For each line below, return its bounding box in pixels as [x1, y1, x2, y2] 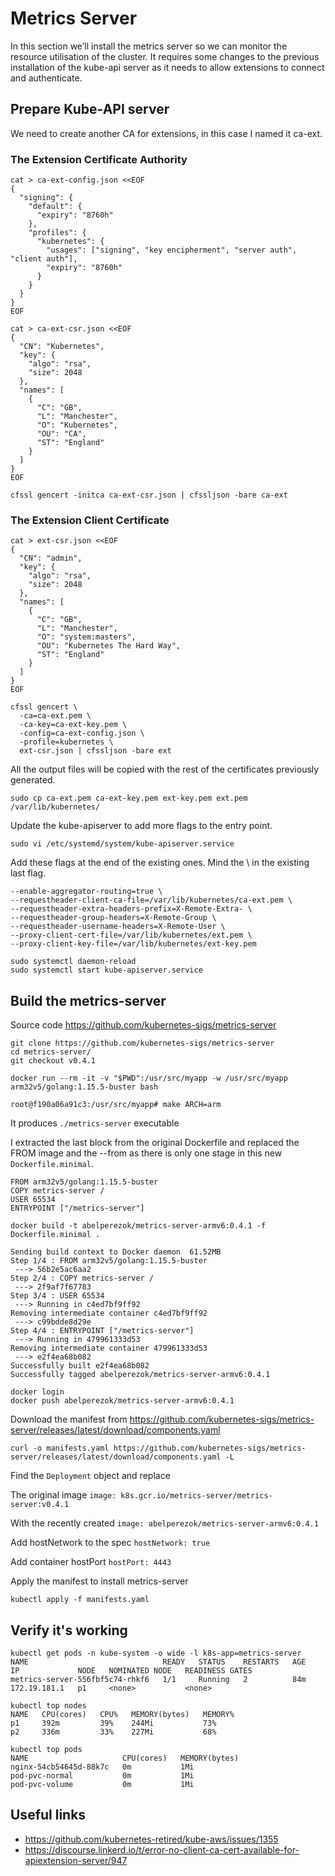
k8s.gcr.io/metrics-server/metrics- [120, 1491, 273, 1501]
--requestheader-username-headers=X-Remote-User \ [10, 922, 226, 932]
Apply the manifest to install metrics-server [10, 1575, 189, 1587]
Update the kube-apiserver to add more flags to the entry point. [10, 820, 273, 832]
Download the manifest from [10, 1413, 128, 1426]
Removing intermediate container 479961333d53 [10, 1343, 208, 1354]
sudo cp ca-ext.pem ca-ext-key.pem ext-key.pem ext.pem [10, 793, 248, 804]
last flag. [10, 867, 47, 879]
